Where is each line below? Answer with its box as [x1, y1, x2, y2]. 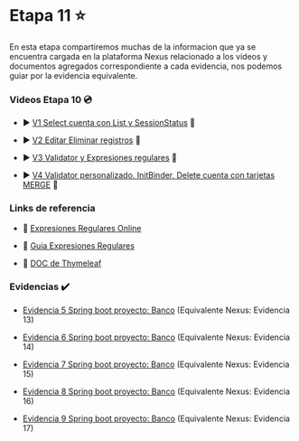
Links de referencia [9, 202, 96, 215]
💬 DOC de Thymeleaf [22, 258, 102, 268]
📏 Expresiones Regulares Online [22, 222, 142, 233]
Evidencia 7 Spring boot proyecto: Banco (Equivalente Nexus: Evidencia [22, 359, 290, 370]
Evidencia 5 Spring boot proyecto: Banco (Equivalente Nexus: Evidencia [22, 305, 291, 315]
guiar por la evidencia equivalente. [9, 70, 138, 80]
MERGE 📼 [22, 180, 59, 191]
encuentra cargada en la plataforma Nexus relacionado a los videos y [9, 51, 268, 61]
